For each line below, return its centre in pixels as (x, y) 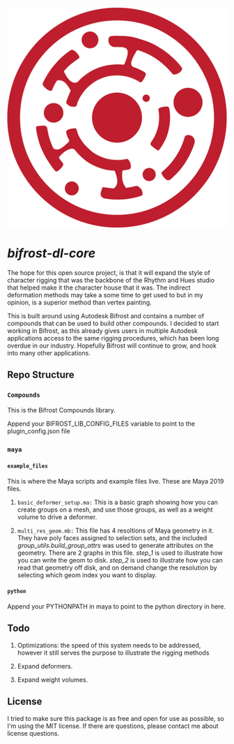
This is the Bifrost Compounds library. (62, 410)
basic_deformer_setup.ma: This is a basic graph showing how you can (117, 502)
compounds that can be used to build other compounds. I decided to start (113, 323)
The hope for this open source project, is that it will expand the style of (109, 272)
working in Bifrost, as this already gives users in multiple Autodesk (103, 330)
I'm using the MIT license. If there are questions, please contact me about (113, 726)
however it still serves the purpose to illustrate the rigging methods (113, 653)
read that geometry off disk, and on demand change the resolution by (117, 567)
